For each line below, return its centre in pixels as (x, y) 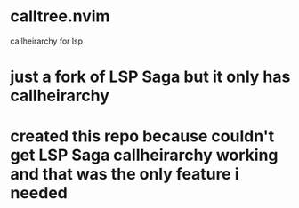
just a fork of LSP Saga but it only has (150, 77)
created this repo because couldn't (142, 136)
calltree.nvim (60, 16)
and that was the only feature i (125, 174)
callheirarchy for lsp (47, 41)
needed (39, 193)
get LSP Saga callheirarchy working (144, 155)
